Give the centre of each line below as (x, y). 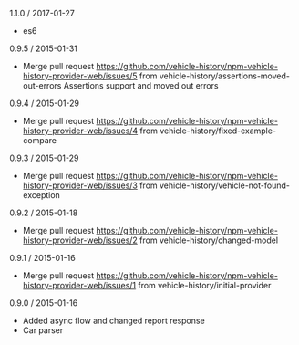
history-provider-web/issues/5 (80, 76)
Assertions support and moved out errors (141, 85)
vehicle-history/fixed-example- (217, 131)
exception (41, 195)
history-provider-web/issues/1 (79, 285)
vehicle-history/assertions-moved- (224, 76)
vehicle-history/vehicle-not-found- (224, 185)
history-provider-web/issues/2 (80, 240)
